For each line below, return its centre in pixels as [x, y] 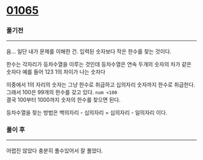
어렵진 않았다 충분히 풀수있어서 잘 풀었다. [55, 150]
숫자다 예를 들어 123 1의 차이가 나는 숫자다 [56, 72]
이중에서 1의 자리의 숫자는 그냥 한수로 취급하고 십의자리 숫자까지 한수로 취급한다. [101, 85]
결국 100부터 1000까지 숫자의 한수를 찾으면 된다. [63, 100]
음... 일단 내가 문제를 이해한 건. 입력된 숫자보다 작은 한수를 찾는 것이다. [89, 51]
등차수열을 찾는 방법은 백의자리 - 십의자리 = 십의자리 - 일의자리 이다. [87, 112]
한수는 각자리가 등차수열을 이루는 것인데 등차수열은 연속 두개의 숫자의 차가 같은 [99, 64]
